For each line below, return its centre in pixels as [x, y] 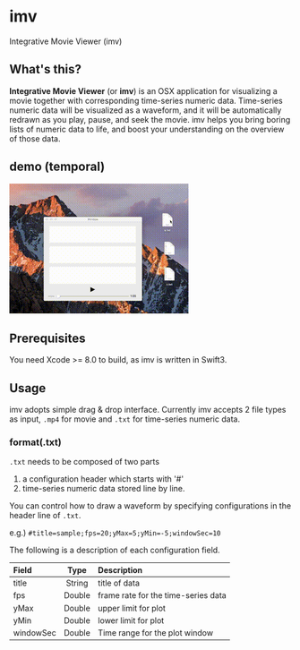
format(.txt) [35, 442]
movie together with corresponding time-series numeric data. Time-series [146, 100]
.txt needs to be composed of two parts [84, 462]
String [77, 583]
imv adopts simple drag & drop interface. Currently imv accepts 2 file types [148, 410]
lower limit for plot [131, 620]
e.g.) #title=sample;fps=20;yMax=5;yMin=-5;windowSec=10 [115, 533]
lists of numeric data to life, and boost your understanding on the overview [147, 129]
